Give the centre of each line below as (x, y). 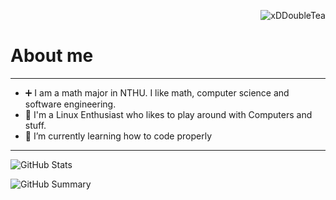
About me (52, 56)
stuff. (35, 125)
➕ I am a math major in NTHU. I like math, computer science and (157, 92)
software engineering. (70, 104)
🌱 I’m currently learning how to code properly (118, 136)
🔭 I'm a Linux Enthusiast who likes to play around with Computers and (168, 114)
